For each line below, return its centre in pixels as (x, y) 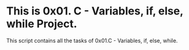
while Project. (42, 24)
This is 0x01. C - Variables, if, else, (95, 11)
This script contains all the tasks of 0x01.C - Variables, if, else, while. (92, 40)
